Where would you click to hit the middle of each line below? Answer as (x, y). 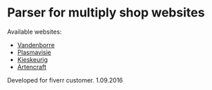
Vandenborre (36, 45)
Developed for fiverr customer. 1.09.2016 (65, 80)
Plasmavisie (34, 52)
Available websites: (35, 32)
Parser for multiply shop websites (106, 13)
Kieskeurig (32, 59)
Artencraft (32, 67)
